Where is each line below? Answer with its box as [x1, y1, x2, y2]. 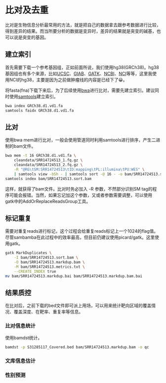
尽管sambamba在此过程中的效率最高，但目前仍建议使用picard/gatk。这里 [5, 234, 155, 241]
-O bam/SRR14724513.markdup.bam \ [14, 260, 85, 265]
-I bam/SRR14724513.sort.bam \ [14, 255, 79, 260]
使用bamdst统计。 [5, 334, 42, 340]
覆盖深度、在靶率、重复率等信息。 [13, 309, 83, 315]
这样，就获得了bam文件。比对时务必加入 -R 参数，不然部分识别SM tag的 [5, 186, 153, 191]
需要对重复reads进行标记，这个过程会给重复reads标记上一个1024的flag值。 [5, 228, 159, 234]
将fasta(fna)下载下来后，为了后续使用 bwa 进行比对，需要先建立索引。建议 [5, 87, 155, 93]
